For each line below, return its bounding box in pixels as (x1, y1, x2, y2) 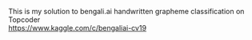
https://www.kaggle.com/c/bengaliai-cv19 (8, 24, 146, 32)
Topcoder (8, 15, 41, 24)
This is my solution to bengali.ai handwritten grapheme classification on (8, 7, 245, 16)
